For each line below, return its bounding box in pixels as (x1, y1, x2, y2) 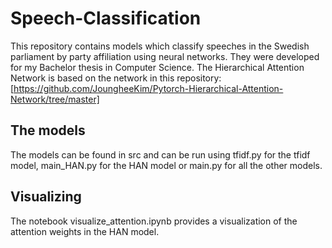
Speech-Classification (10, 7, 202, 30)
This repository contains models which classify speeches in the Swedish (10, 40, 310, 52)
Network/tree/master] (10, 93, 100, 105)
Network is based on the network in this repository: (10, 72, 222, 84)
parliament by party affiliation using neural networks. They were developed (10, 50, 320, 62)
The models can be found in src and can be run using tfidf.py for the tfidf (10, 148, 311, 161)
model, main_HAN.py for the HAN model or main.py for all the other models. (10, 159, 323, 171)
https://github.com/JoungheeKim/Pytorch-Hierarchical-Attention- (13, 82, 284, 94)
